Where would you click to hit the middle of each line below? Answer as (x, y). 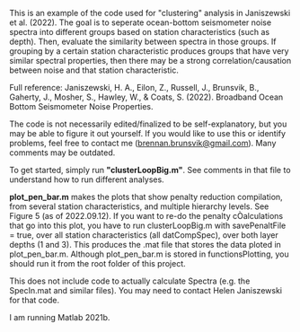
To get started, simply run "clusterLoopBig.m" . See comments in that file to (150, 170)
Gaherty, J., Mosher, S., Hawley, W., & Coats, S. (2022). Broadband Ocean (146, 97)
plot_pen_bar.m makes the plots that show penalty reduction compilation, (146, 197)
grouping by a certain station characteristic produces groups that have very (149, 51)
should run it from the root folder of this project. (97, 263)
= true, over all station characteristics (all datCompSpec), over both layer (144, 235)
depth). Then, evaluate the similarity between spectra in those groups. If (143, 41)
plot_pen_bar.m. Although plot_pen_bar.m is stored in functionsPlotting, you (149, 254)
